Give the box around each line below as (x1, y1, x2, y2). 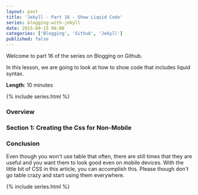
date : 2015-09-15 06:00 (6, 25, 65, 31)
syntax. (6, 70, 24, 77)
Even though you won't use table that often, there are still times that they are (6, 153, 192, 160)
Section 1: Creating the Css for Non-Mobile (6, 123, 132, 132)
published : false (6, 36, 49, 42)
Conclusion (6, 139, 40, 148)
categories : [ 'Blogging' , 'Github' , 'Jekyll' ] (6, 31, 123, 37)
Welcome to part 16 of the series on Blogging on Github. (6, 53, 143, 59)
